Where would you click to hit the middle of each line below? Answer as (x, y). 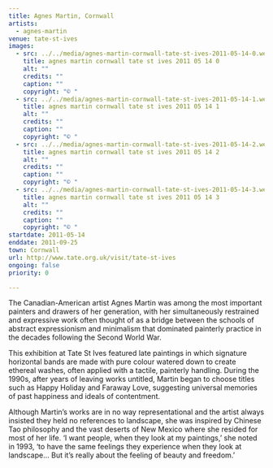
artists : (23, 24)
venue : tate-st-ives (43, 39)
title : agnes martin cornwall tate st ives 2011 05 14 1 (121, 106)
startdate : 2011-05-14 (47, 235)
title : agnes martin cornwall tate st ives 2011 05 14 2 (121, 152)
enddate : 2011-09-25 (43, 243)
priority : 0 (28, 273)
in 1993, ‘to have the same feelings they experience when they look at (125, 447)
